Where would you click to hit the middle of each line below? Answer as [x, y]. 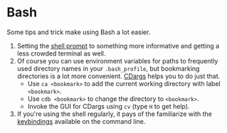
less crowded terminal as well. [61, 53]
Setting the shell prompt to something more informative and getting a [118, 46]
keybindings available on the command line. [81, 121]
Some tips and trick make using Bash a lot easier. [79, 32]
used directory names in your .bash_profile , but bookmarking [108, 68]
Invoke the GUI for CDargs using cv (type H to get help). [109, 106]
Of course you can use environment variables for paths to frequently [117, 60]
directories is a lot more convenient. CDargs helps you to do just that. [118, 76]
